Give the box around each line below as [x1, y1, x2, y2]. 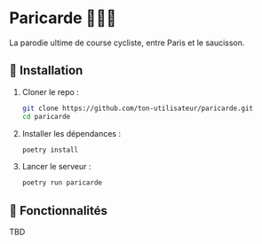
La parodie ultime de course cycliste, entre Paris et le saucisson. [9, 37, 245, 48]
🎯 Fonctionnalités [9, 203, 108, 218]
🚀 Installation [9, 63, 83, 78]
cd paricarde [21, 112, 71, 121]
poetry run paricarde [21, 178, 102, 187]
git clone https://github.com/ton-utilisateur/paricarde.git [21, 104, 254, 113]
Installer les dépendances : [21, 128, 122, 138]
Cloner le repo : [21, 86, 80, 97]
